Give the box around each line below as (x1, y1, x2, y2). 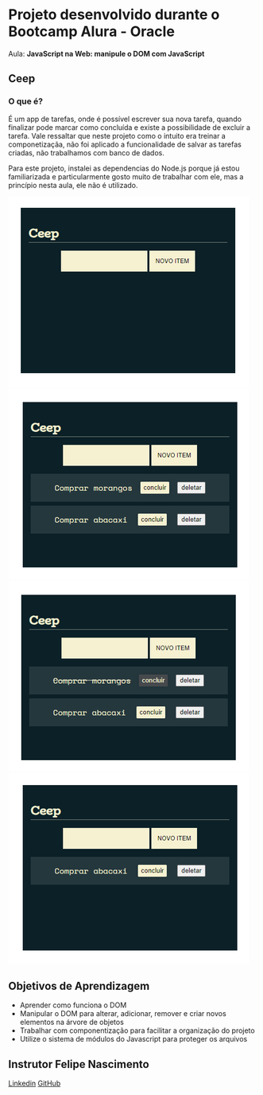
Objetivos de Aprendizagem (8, 979, 150, 993)
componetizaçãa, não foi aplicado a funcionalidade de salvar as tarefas (8, 139, 242, 149)
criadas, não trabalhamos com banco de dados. (8, 147, 164, 157)
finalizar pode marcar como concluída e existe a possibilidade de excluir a (8, 122, 251, 132)
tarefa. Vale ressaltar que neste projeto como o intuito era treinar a (8, 131, 226, 140)
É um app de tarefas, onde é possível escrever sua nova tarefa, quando (8, 114, 242, 124)
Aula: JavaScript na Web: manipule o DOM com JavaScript (8, 49, 205, 58)
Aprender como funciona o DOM (19, 1000, 127, 1010)
